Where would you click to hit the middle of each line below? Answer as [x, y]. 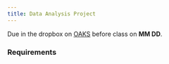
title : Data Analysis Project [52, 14]
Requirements [32, 52]
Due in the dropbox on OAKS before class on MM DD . [85, 34]
